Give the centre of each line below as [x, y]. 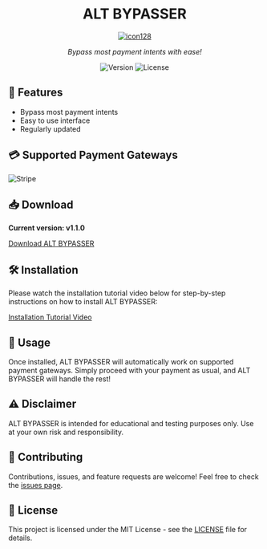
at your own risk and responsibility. [66, 432]
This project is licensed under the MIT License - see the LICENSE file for [127, 530]
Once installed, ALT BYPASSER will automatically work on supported [121, 362]
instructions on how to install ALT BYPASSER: [83, 302]
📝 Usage [29, 342]
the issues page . [36, 485]
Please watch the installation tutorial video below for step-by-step [117, 293]
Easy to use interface [55, 120]
